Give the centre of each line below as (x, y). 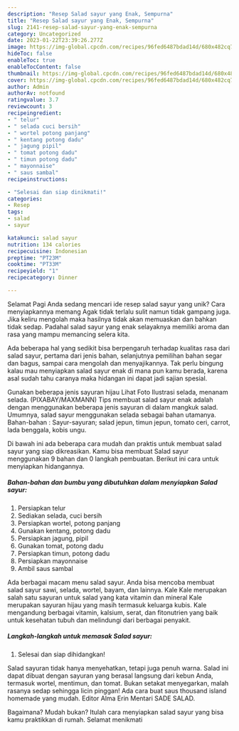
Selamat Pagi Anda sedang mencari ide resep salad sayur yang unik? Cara (116, 304)
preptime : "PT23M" (34, 258)
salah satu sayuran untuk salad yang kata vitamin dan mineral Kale (105, 597)
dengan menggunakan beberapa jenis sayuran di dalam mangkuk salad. (113, 407)
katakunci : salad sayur (43, 238)
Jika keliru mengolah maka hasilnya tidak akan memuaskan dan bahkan (112, 319)
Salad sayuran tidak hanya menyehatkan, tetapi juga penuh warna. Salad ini (118, 668)
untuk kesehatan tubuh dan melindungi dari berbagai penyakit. (99, 620)
